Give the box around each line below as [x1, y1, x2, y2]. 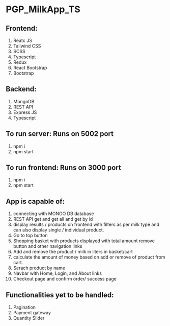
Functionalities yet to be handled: [6, 290, 114, 299]
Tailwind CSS [13, 43, 41, 49]
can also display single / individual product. [13, 227, 104, 233]
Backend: [6, 85, 37, 94]
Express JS [13, 109, 37, 115]
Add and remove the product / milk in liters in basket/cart [13, 249, 133, 255]
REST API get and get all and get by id [13, 216, 93, 222]
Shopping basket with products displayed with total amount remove [13, 238, 155, 244]
